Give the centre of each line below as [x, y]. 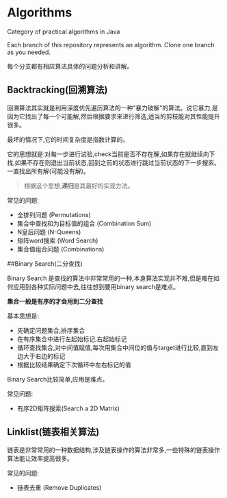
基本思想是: [23, 316]
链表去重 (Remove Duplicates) [59, 487]
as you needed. [29, 52]
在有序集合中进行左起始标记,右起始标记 [72, 339]
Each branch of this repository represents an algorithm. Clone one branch [111, 45]
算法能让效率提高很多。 [40, 458]
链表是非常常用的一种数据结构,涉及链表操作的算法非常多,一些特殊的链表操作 [114, 449]
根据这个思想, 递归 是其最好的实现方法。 [79, 186]
